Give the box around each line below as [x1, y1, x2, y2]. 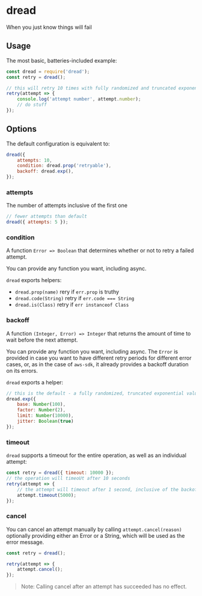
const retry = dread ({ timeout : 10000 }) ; [6, 470, 114, 476]
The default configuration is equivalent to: [6, 140, 110, 147]
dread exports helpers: [6, 277, 62, 284]
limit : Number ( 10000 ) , [17, 413, 74, 419]
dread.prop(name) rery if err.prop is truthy [14, 288, 119, 295]
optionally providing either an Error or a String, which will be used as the [6, 532, 185, 539]
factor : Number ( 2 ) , [17, 407, 66, 413]
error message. [6, 538, 44, 545]
